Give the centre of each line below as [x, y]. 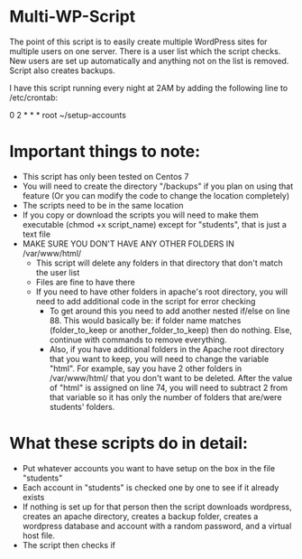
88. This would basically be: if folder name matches [145, 320]
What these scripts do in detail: [128, 443]
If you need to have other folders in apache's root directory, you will [162, 292]
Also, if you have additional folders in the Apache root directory [167, 349]
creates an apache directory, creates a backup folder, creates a [140, 516]
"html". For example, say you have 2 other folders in [146, 368]
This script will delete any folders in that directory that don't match [160, 263]
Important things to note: [105, 152]
